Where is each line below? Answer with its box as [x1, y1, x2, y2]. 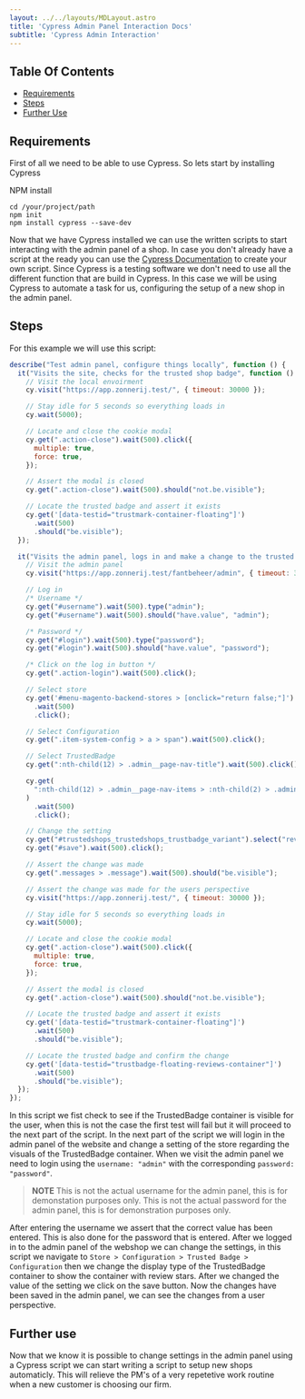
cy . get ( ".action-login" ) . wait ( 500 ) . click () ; [25, 669, 197, 678]
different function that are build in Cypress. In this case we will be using [9, 273, 277, 283]
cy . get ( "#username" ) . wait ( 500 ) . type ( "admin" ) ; [25, 601, 205, 611]
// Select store [25, 685, 88, 695]
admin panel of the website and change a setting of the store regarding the [9, 1139, 290, 1150]
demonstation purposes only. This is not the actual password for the [31, 1196, 288, 1206]
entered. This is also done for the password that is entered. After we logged [9, 1232, 292, 1243]
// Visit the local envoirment [25, 377, 144, 386]
